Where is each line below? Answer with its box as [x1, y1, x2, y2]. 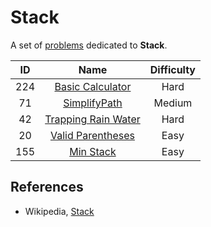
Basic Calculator [54, 79, 132, 93]
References [10, 179, 84, 196]
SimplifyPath [63, 96, 123, 110]
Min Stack [69, 144, 117, 158]
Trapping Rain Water [44, 112, 141, 126]
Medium [153, 96, 193, 110]
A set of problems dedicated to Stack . [10, 39, 168, 51]
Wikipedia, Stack [24, 205, 95, 217]
